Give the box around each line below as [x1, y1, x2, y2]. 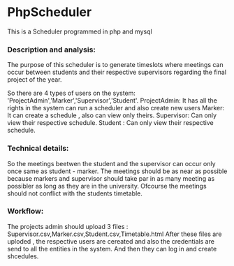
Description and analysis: [7, 45, 96, 54]
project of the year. [7, 75, 62, 84]
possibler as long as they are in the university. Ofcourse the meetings [7, 182, 207, 190]
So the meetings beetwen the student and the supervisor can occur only [7, 159, 216, 168]
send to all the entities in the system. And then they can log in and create [7, 244, 217, 253]
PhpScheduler [7, 4, 92, 20]
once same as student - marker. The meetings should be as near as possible [7, 167, 228, 175]
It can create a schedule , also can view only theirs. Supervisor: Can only [7, 111, 217, 119]
